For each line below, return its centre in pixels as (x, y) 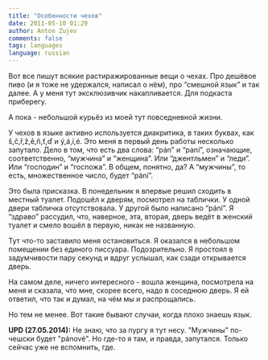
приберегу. (27, 102)
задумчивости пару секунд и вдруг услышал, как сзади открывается (128, 258)
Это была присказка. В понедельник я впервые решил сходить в (120, 191)
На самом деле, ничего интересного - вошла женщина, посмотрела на (131, 282)
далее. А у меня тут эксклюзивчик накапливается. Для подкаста (120, 93)
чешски (21, 339)
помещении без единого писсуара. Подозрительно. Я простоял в (121, 249)
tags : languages (35, 46)
